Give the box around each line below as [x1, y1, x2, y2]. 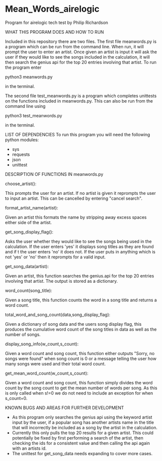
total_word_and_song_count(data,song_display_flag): [5, 312, 110, 317]
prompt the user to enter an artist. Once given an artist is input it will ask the [5, 49, 157, 55]
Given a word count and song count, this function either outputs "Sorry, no [5, 350, 155, 356]
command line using [5, 103, 46, 109]
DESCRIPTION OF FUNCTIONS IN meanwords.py [5, 171, 104, 177]
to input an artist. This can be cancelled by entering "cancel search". [5, 195, 143, 201]
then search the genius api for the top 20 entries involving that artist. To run [5, 59, 157, 65]
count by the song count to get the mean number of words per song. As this [5, 385, 158, 391]
